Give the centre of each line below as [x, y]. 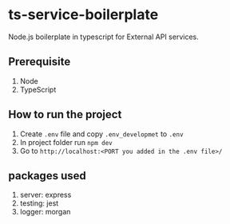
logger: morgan [45, 212]
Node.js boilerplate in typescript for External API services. [103, 37]
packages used [47, 176]
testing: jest [39, 203]
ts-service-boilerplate [83, 15]
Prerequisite [40, 62]
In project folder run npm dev [66, 142]
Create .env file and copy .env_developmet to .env [101, 134]
